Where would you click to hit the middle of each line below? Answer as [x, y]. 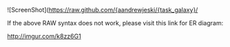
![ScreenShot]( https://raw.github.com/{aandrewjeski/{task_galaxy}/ [103, 10]
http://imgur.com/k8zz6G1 [44, 36]
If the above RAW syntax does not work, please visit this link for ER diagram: [115, 23]
